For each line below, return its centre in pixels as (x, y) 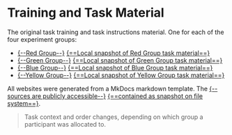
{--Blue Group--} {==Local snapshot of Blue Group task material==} (115, 67)
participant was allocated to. (65, 124)
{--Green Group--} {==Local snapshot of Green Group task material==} (120, 60)
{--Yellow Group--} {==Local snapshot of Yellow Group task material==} (121, 75)
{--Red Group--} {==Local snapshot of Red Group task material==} (114, 53)
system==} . (24, 103)
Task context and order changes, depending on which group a (114, 117)
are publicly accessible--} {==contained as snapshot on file (117, 96)
